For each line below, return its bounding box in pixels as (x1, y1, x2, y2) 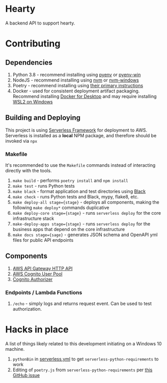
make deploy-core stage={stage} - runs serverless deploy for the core (12, 210, 161, 216)
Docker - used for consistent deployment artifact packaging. (12, 88, 140, 94)
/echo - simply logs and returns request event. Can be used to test (12, 300, 152, 307)
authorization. (12, 306, 42, 312)
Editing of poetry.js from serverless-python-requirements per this (12, 367, 153, 373)
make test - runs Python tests (12, 183, 75, 189)
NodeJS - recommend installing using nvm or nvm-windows (12, 77, 139, 83)
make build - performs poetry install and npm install (12, 177, 128, 184)
